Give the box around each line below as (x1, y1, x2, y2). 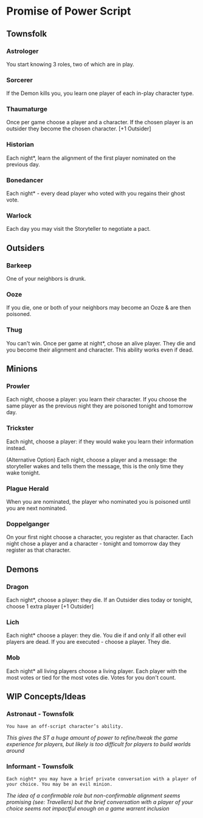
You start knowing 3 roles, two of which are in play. (6, 60, 135, 68)
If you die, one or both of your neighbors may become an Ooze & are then (6, 304, 191, 311)
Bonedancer (6, 175, 44, 184)
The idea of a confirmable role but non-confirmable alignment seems (6, 792, 181, 799)
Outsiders (6, 242, 45, 253)
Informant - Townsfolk (6, 763, 74, 771)
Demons (6, 564, 39, 574)
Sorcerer (6, 76, 33, 84)
